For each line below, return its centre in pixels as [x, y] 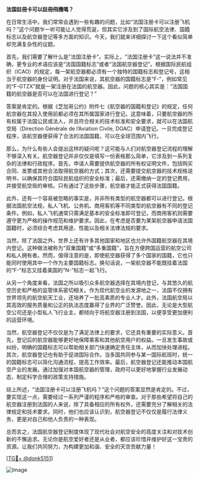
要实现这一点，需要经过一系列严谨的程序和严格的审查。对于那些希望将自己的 [99, 397]
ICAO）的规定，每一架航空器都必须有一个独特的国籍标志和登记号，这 [100, 71]
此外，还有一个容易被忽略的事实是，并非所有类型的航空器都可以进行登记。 [97, 198]
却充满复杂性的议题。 [32, 44]
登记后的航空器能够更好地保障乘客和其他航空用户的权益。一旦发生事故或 [105, 340]
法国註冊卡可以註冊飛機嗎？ [40, 9]
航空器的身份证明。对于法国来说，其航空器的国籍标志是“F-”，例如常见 [102, 79]
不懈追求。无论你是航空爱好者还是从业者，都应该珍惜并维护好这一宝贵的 [105, 439]
